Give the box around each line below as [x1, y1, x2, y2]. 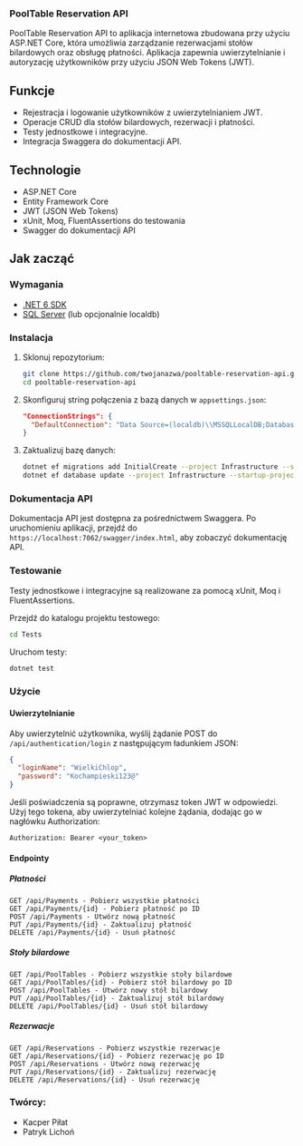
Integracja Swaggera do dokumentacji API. [22, 136, 183, 147]
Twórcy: [9, 1096, 47, 1109]
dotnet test [9, 664, 54, 673]
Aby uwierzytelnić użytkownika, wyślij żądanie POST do [9, 728, 218, 739]
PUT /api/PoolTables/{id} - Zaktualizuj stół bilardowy [9, 994, 224, 1003]
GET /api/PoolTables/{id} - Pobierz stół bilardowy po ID [9, 977, 232, 986]
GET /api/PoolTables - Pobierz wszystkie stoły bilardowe [9, 969, 232, 979]
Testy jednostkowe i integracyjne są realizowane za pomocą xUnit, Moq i [9, 585, 281, 596]
